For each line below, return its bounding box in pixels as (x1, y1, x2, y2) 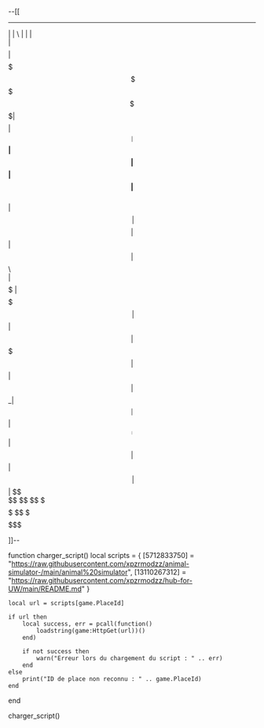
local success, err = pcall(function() (22, 620, 153, 628)
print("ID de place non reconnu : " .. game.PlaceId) (22, 675, 202, 683)
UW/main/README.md (8, 584, 82, 593)
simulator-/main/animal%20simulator (8, 567, 128, 577)
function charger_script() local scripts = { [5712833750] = (8, 551, 195, 560)
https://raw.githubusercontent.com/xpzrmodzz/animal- (11, 559, 190, 568)
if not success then (22, 648, 90, 656)
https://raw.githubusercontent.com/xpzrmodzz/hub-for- (11, 576, 192, 585)
